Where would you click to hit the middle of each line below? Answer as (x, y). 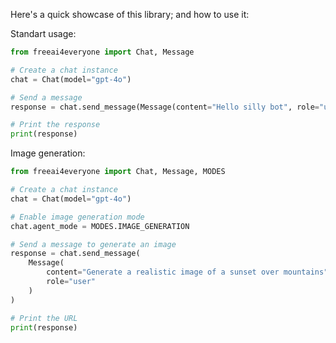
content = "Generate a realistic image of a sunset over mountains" (187, 272)
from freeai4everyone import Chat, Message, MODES (118, 172)
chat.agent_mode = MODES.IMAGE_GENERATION (100, 226)
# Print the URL (44, 318)
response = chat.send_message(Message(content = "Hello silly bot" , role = (165, 107)
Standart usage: (43, 33)
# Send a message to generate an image (93, 244)
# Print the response (55, 125)
